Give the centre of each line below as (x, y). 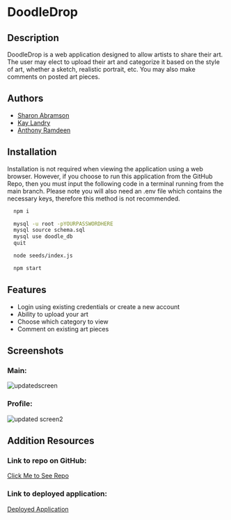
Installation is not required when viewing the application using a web (105, 168)
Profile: (20, 404)
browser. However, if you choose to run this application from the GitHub (110, 176)
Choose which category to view (63, 322)
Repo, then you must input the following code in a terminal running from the (115, 183)
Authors (25, 99)
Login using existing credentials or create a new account (98, 306)
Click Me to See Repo (38, 476)
